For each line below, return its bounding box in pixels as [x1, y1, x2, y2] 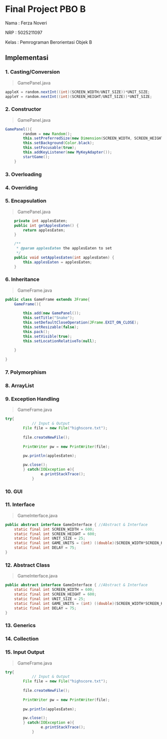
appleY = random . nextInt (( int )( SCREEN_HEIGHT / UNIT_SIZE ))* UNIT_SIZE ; [5, 94, 153, 99]
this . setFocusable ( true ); [23, 145, 77, 150]
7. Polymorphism [5, 369, 47, 376]
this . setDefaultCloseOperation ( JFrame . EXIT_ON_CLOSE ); [23, 320, 139, 325]
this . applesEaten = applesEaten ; [23, 259, 92, 264]
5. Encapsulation [5, 197, 47, 204]
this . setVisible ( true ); [23, 334, 72, 339]
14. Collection [5, 635, 39, 642]
